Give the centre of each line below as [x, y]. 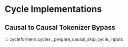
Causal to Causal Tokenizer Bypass [60, 27]
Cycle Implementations [53, 9]
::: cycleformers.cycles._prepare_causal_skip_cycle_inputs [64, 39]
